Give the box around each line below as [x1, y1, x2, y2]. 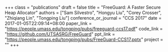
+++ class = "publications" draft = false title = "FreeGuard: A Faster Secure [5, 5, 161, 10]
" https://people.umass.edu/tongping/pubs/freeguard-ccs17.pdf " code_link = [5, 26, 163, 32]
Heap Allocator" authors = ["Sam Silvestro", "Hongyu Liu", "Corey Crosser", [5, 10, 162, 16]
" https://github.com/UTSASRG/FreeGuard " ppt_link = [5, 31, 116, 37]
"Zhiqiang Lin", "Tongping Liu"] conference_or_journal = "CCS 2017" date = [5, 15, 162, 21]
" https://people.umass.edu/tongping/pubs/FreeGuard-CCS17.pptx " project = [5, 36, 163, 42]
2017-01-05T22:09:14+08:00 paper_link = [5, 20, 92, 26]
